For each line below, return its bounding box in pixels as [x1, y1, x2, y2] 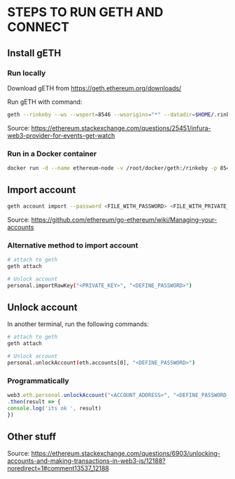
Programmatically [7, 376, 70, 386]
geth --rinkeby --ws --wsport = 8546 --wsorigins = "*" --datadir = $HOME [7, 111, 211, 118]
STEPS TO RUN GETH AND [7, 4, 164, 20]
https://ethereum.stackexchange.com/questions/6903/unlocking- [31, 450, 220, 458]
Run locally [7, 68, 46, 78]
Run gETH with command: [7, 97, 83, 106]
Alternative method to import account [7, 240, 138, 250]
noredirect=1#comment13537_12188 [7, 464, 110, 473]
